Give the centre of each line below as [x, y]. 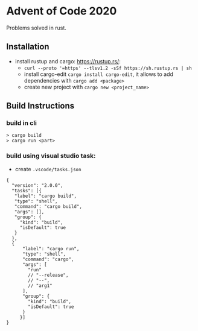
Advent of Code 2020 [62, 11]
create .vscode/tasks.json [48, 169]
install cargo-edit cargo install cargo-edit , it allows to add [99, 74]
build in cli [22, 123]
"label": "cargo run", [51, 248]
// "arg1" [40, 285]
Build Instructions [40, 106]
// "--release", [48, 275]
